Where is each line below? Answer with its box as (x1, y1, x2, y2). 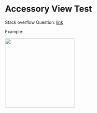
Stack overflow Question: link (5, 19, 64, 25)
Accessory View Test (5, 3, 93, 14)
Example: (5, 28, 24, 34)
